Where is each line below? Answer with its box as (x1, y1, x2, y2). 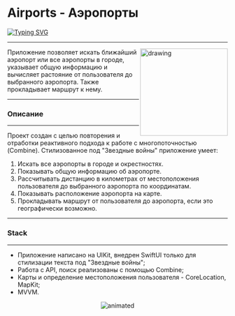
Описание (7, 109, 44, 119)
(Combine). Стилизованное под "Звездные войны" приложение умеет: (7, 146, 218, 155)
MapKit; (17, 280, 41, 289)
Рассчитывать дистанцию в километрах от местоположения (17, 174, 199, 183)
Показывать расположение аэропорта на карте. (17, 190, 162, 198)
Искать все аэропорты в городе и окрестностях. (17, 160, 164, 168)
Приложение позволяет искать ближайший (7, 47, 137, 57)
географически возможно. (17, 204, 98, 213)
